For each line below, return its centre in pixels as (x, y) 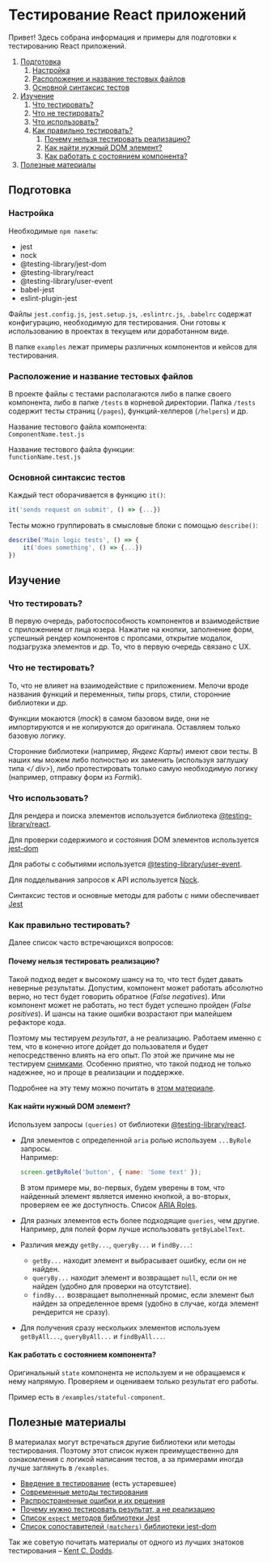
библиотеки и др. (38, 702)
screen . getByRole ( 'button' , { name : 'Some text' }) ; (111, 1172)
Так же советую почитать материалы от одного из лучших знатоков (126, 1542)
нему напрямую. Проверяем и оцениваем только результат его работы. (133, 1381)
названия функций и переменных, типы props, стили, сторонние (119, 694)
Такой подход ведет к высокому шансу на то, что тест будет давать (126, 979)
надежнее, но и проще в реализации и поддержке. (96, 1072)
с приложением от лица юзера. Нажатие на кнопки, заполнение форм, (131, 629)
